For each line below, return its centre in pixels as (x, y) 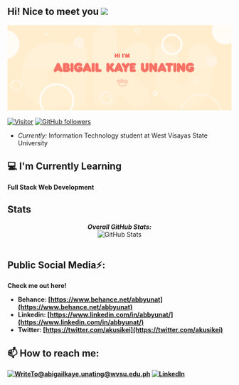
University (33, 143)
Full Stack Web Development (51, 187)
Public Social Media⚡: (57, 265)
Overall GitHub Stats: (119, 227)
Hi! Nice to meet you (53, 12)
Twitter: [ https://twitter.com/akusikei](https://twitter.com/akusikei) (120, 330)
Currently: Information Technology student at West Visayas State (113, 135)
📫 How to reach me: (53, 353)
